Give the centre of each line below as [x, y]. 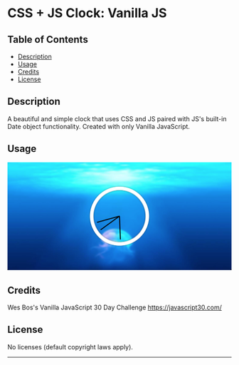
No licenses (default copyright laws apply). [70, 346]
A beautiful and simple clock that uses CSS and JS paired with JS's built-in [117, 118]
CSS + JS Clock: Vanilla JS [87, 13]
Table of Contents [48, 40]
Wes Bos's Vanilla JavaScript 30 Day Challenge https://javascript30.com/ [115, 307]
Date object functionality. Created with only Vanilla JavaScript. [99, 126]
